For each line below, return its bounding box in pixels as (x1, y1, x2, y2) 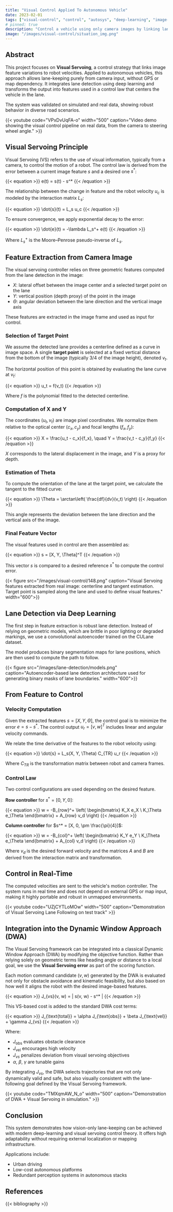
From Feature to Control (5, 690, 83, 699)
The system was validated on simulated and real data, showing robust (5, 101, 153, 108)
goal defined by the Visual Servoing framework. (25, 1081, 127, 1087)
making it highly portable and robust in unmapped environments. (5, 894, 143, 900)
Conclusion (5, 1111, 43, 1120)
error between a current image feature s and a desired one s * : (5, 167, 137, 174)
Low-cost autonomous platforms (12, 1167, 82, 1173)
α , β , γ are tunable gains (12, 1059, 64, 1065)
